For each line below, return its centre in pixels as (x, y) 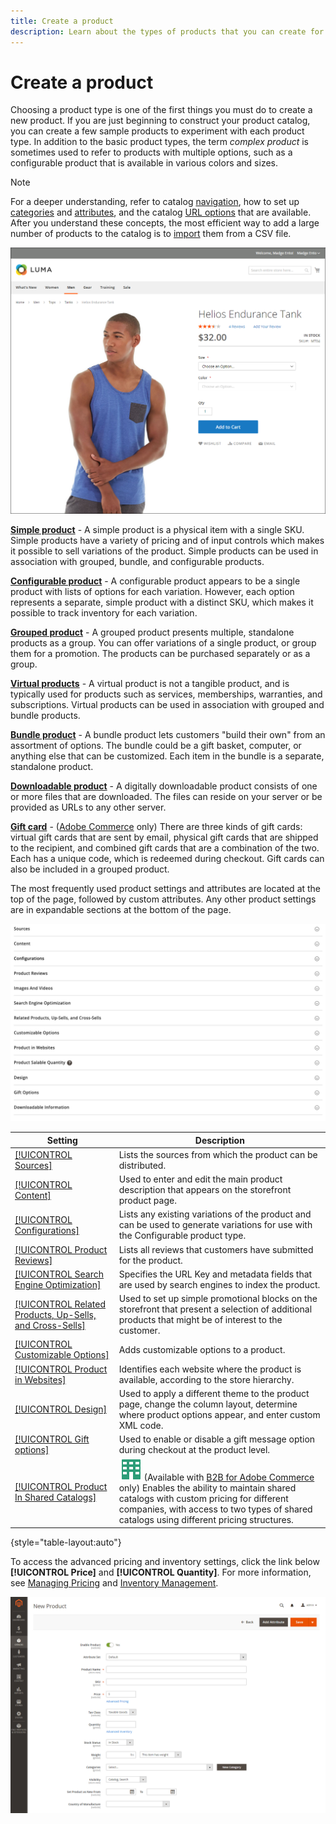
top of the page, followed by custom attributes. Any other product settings (163, 899)
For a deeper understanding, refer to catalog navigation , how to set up (155, 202)
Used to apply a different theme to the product (214, 1393)
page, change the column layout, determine (208, 1404)
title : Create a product (62, 21)
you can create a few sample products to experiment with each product (157, 131)
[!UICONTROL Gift (52, 1439)
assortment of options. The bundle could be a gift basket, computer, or (156, 746)
